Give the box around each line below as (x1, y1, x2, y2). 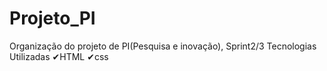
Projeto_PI (9, 7, 96, 30)
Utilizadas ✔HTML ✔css (9, 50, 109, 62)
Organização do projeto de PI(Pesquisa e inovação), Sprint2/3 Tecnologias (9, 40, 317, 52)
